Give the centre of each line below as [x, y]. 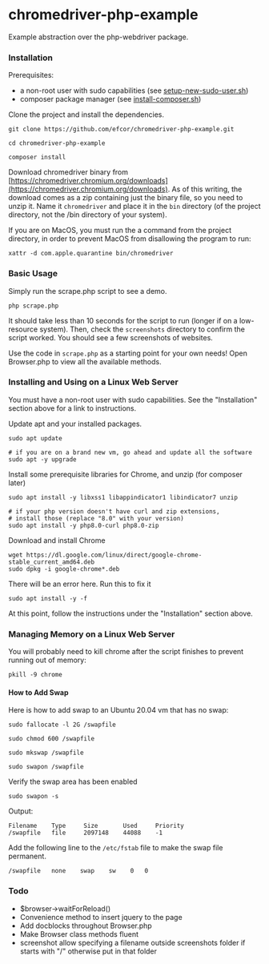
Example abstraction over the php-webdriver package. [98, 37]
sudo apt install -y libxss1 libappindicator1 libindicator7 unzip [123, 497]
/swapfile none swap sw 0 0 [78, 871]
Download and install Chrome [57, 540]
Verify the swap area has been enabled [73, 781]
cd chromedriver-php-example [57, 143]
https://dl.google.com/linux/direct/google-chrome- [114, 555]
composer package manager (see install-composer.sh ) [110, 99]
